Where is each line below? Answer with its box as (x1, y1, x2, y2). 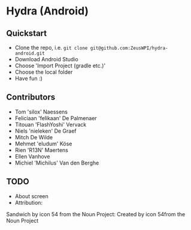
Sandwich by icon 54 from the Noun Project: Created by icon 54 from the (6, 210, 186, 217)
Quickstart (6, 28, 47, 38)
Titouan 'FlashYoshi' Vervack (14, 121, 87, 128)
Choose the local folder (14, 68, 73, 76)
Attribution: (14, 199, 43, 206)
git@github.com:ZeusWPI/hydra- (90, 45, 169, 51)
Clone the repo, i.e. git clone (14, 44, 88, 51)
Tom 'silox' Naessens (14, 108, 68, 115)
